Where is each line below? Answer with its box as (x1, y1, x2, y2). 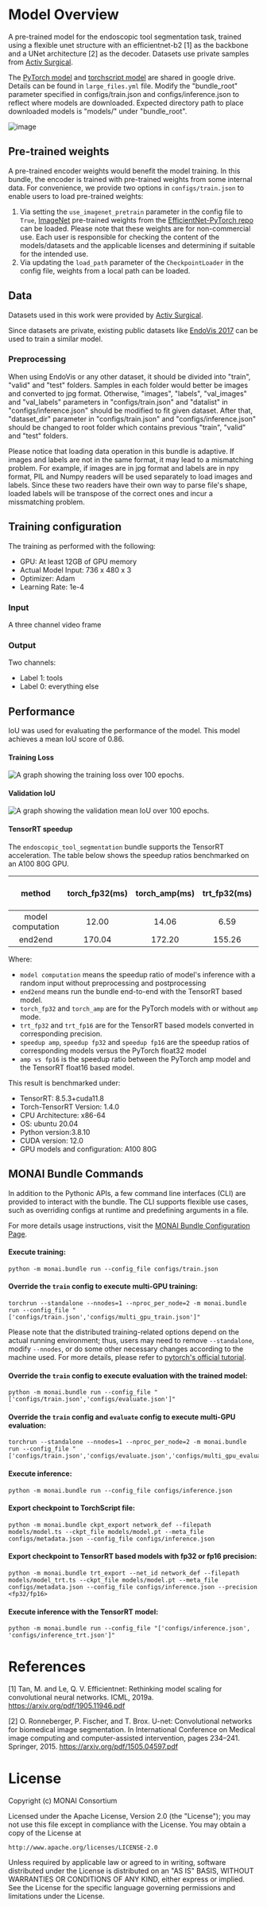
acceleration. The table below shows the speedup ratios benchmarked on (8, 850, 250, 860)
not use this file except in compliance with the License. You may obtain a (8, 1820, 246, 1829)
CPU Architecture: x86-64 (19, 1110, 106, 1120)
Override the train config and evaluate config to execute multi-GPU (8, 1412, 236, 1421)
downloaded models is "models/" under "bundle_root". (8, 106, 188, 116)
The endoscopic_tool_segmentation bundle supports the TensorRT (8, 841, 225, 852)
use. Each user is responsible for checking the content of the (19, 232, 220, 242)
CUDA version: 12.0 (19, 1136, 83, 1145)
